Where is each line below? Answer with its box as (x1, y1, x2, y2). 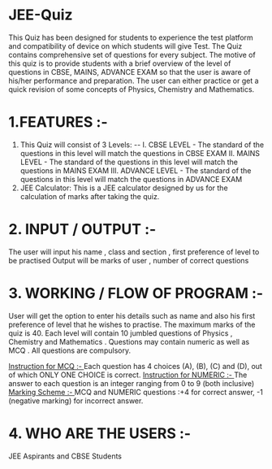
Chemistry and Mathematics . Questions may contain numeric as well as (8, 337, 250, 346)
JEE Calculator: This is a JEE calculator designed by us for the (19, 183, 229, 193)
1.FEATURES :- (8, 113, 108, 132)
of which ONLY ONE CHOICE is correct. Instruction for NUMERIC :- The (8, 370, 248, 380)
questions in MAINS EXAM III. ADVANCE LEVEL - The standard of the (19, 165, 252, 176)
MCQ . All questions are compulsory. (8, 345, 132, 355)
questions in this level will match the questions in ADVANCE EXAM (19, 174, 243, 184)
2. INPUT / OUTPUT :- (8, 220, 157, 239)
